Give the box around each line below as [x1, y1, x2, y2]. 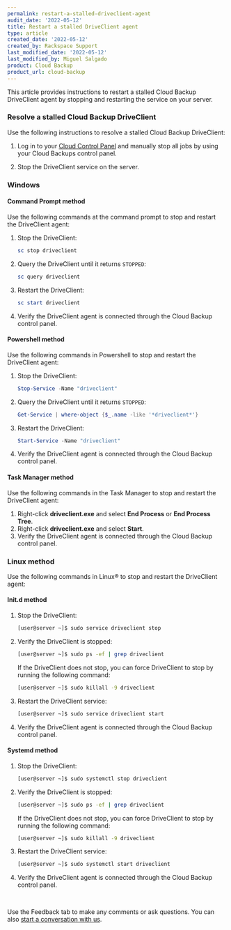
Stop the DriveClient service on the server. [17, 162, 139, 171]
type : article [7, 29, 49, 37]
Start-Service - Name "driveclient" [17, 437, 121, 444]
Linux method [7, 557, 55, 566]
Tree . [17, 517, 33, 525]
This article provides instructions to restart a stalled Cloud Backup [7, 88, 197, 96]
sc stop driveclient [17, 247, 77, 254]
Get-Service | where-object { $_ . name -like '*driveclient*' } [17, 411, 199, 418]
